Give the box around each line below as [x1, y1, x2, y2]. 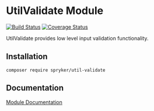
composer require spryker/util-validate [6, 67, 106, 73]
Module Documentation [6, 98, 62, 106]
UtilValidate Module [6, 4, 104, 18]
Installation [6, 51, 48, 62]
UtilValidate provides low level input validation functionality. [6, 34, 149, 41]
